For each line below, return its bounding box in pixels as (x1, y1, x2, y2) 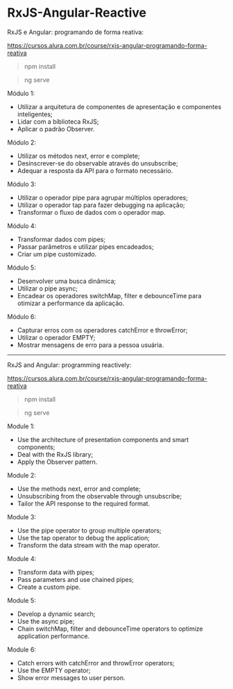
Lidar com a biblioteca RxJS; (17, 117, 99, 126)
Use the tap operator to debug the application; (17, 533, 150, 542)
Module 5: (7, 596, 36, 604)
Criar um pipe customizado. (17, 250, 97, 258)
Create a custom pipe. (17, 583, 81, 591)
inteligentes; (17, 110, 53, 118)
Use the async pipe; (17, 617, 75, 625)
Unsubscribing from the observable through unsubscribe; (17, 492, 182, 500)
